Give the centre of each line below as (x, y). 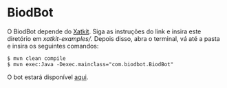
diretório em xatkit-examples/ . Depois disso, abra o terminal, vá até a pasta (113, 38)
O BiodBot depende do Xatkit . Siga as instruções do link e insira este (104, 31)
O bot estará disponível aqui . (48, 77)
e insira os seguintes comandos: (53, 46)
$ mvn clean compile (37, 58)
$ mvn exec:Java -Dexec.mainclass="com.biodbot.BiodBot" (90, 64)
